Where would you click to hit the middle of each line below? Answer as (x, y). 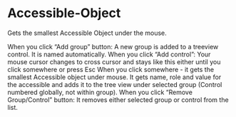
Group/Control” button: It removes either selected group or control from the (118, 100)
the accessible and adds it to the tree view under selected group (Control (115, 84)
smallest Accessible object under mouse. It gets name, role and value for (114, 77)
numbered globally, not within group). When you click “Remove (100, 92)
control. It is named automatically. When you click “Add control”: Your (109, 54)
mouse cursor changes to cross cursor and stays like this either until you (114, 61)
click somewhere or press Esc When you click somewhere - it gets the (111, 69)
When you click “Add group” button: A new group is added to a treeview (113, 46)
